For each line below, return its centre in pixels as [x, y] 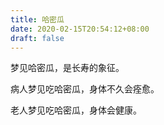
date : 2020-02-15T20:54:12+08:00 [80, 29]
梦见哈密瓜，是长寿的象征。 [67, 68]
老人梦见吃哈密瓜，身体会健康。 [76, 110]
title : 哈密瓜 [37, 19]
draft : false [37, 38]
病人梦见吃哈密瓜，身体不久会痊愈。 [85, 89]
